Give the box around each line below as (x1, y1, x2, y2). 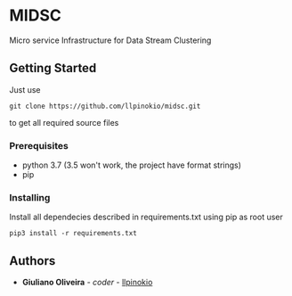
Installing (9, 191, 51, 203)
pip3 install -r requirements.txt (9, 229, 138, 238)
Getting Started (9, 61, 97, 76)
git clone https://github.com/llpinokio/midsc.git (9, 102, 201, 111)
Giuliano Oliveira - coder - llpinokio (21, 277, 153, 288)
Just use (9, 84, 42, 95)
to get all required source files (9, 117, 119, 127)
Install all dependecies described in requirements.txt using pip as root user (9, 211, 283, 223)
